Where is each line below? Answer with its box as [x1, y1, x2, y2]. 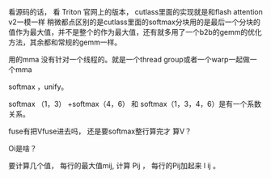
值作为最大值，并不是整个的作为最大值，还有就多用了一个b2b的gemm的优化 [8, 28, 262, 36]
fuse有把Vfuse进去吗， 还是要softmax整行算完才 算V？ [8, 126, 193, 136]
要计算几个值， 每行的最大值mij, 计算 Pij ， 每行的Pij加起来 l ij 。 [8, 161, 221, 170]
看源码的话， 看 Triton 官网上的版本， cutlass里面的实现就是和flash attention [8, 7, 263, 16]
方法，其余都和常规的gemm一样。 [8, 37, 122, 47]
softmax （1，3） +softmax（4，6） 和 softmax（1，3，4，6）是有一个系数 [8, 100, 261, 108]
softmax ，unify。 [8, 82, 69, 91]
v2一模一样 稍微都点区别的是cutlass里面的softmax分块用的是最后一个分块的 [8, 17, 261, 27]
